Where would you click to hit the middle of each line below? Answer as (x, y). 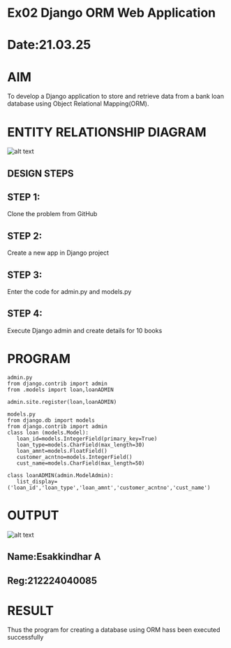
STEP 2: (25, 236)
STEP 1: (24, 197)
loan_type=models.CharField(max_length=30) (81, 445)
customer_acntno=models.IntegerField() (74, 457)
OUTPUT (33, 515)
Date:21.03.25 (49, 45)
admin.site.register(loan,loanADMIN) (62, 402)
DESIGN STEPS (41, 173)
